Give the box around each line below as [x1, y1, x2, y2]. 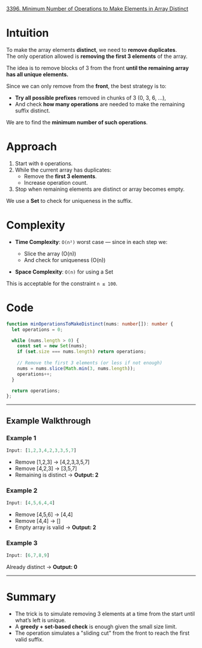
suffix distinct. [14, 107, 50, 114]
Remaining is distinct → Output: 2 [14, 471, 99, 478]
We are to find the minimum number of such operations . [6, 118, 148, 126]
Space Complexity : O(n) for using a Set [14, 268, 114, 275]
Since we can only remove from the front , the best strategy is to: [6, 82, 167, 89]
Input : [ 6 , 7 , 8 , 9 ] [6, 553, 50, 559]
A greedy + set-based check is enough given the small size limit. [14, 623, 177, 630]
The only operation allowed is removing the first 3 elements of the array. [6, 53, 188, 60]
